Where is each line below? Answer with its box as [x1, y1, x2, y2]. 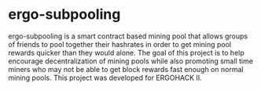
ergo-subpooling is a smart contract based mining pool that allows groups [8, 31, 248, 41]
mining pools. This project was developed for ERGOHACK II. [8, 73, 202, 82]
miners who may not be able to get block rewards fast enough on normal [8, 64, 244, 74]
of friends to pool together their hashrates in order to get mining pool [8, 39, 232, 49]
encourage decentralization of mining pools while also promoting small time [8, 56, 254, 66]
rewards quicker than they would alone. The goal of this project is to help [8, 48, 245, 57]
